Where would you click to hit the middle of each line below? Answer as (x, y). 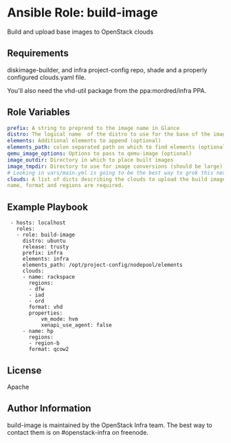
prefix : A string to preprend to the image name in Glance (93, 128)
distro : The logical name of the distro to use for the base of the (109, 134)
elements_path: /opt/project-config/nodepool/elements (103, 265)
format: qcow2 (49, 349)
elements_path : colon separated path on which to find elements (101, 147)
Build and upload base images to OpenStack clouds (80, 32)
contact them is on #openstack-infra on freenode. (78, 432)
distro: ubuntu (44, 241)
